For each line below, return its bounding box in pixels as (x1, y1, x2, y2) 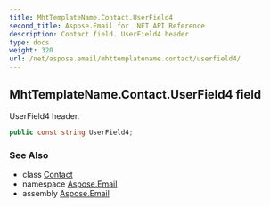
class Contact (21, 169, 73, 179)
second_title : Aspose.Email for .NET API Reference (9, 21, 205, 30)
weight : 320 (9, 46, 53, 55)
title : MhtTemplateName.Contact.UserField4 (9, 12, 174, 22)
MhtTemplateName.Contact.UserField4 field (9, 87, 262, 102)
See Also (9, 148, 49, 161)
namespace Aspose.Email (21, 179, 118, 189)
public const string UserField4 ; (9, 128, 134, 137)
